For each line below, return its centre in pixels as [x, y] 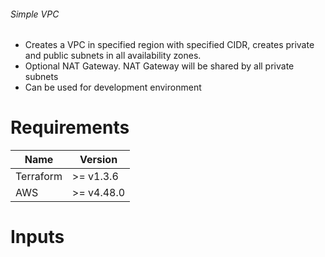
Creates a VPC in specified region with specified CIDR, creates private [169, 45]
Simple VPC [35, 14]
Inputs [37, 237]
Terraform [39, 177]
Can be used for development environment [113, 87]
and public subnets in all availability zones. [113, 56]
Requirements [70, 127]
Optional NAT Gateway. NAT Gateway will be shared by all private [159, 66]
